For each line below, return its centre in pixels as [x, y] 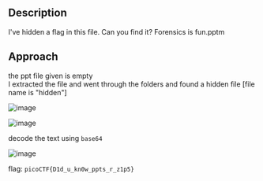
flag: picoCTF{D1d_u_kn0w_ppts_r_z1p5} [71, 168]
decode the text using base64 [55, 138]
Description [38, 13]
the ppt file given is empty [51, 76]
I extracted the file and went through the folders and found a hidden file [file [131, 84]
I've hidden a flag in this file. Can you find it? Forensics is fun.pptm [116, 31]
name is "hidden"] [38, 92]
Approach [33, 57]
